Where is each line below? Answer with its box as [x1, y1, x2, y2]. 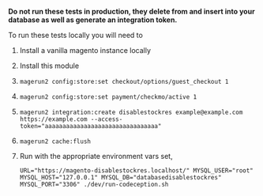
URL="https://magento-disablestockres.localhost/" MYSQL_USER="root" [19, 167, 254, 175]
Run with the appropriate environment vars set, [19, 152, 173, 160]
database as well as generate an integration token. [8, 15, 178, 24]
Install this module [19, 61, 80, 70]
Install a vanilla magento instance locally [19, 46, 152, 55]
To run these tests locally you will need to [8, 31, 144, 40]
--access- [90, 115, 123, 123]
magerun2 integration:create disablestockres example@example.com [19, 108, 243, 116]
